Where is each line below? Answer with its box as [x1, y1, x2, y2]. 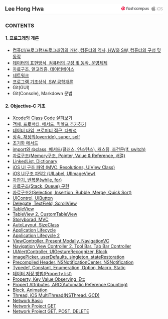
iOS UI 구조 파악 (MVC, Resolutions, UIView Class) [12, 165, 115, 171]
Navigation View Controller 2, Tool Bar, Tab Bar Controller [12, 243, 131, 250]
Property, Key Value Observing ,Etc [12, 276, 85, 282]
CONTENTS [5, 22, 35, 29]
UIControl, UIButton [12, 195, 53, 201]
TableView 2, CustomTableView [12, 211, 78, 217]
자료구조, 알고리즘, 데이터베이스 [12, 66, 75, 72]
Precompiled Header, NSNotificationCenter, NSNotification [12, 259, 134, 265]
